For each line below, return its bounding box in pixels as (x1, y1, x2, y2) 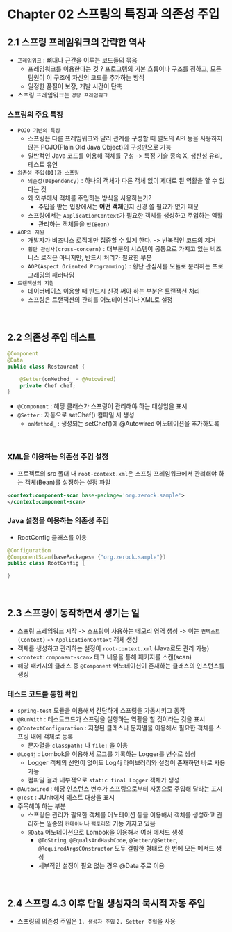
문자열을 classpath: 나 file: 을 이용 (27, 741, 129, 750)
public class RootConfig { (7, 560, 85, 567)
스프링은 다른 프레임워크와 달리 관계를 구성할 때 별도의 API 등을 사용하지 (27, 134, 223, 143)
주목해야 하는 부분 (17, 802, 66, 810)
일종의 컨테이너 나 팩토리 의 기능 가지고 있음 (46, 819, 156, 828)
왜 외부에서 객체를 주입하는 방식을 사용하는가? (27, 194, 152, 202)
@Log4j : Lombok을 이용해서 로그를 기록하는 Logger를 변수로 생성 (17, 750, 197, 758)
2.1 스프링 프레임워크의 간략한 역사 (7, 36, 146, 48)
